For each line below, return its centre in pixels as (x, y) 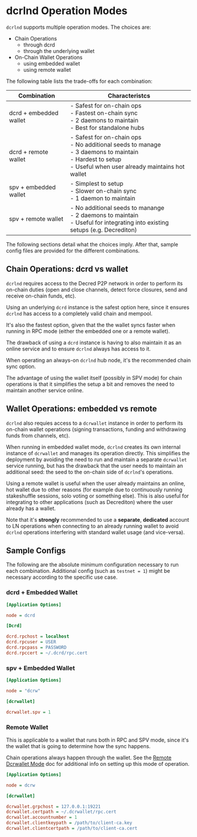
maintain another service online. (45, 390)
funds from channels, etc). (38, 435)
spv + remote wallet (36, 219)
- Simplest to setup (97, 184)
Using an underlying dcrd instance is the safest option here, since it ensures (98, 307)
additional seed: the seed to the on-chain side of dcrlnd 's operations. (90, 472)
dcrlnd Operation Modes (67, 11)
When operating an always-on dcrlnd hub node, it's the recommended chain (98, 360)
